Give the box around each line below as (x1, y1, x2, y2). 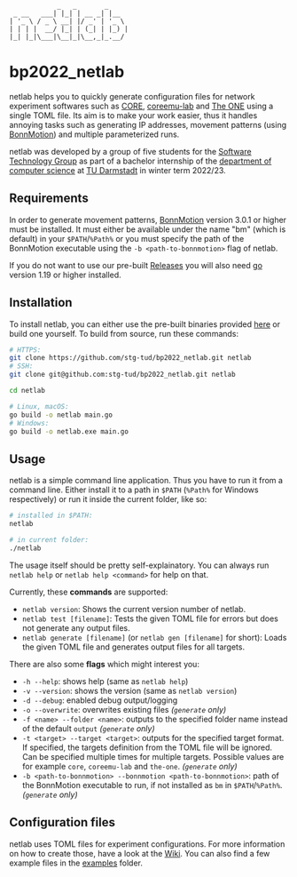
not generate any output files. (21, 622, 130, 633)
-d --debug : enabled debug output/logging (21, 695, 178, 706)
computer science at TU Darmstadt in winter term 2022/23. (9, 164, 226, 175)
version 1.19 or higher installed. (9, 269, 121, 280)
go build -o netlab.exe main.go (9, 427, 129, 436)
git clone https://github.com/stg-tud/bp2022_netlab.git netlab (9, 354, 252, 363)
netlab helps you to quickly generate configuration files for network (9, 91, 255, 101)
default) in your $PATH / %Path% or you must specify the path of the (9, 233, 245, 243)
